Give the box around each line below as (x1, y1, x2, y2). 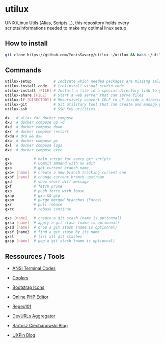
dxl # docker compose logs (5, 143, 63, 148)
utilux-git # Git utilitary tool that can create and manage (5, 102, 157, 107)
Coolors (12, 275, 28, 281)
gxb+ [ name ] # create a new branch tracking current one (5, 170, 126, 175)
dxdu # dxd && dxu (5, 134, 43, 139)
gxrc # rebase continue (5, 207, 71, 212)
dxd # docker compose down (5, 125, 63, 130)
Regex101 (12, 304, 32, 309)
